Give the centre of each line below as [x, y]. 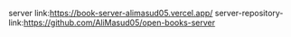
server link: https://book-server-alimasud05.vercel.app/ [111, 13]
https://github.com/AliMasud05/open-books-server [119, 23]
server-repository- [249, 13]
